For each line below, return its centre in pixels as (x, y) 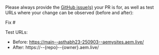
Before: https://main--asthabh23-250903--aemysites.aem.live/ (78, 42)
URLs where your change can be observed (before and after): (69, 13)
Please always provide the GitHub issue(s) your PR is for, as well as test (79, 7)
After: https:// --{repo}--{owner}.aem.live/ (56, 47)
